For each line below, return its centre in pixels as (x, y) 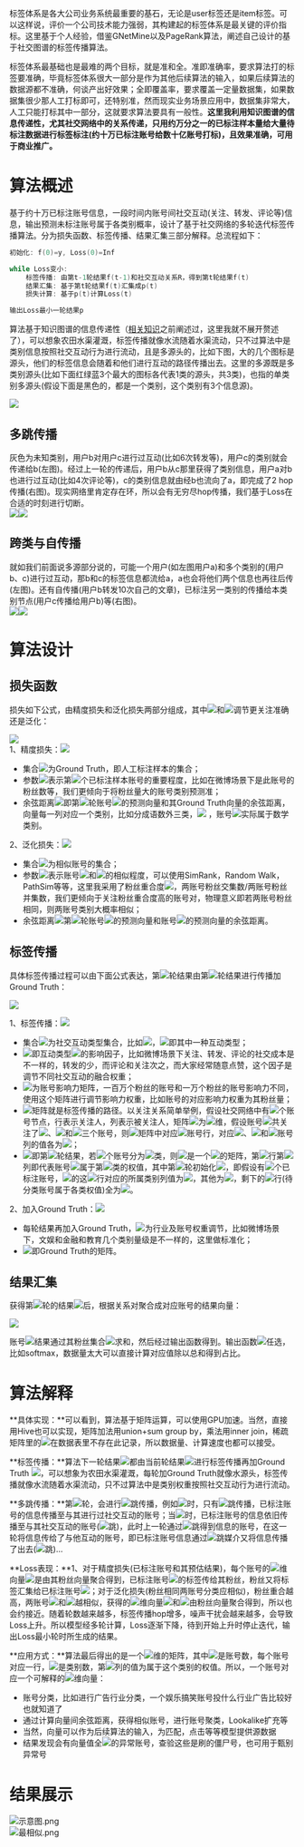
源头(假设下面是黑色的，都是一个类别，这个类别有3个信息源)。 (141, 386)
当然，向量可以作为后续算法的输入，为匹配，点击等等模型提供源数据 (149, 1732)
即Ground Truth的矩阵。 (76, 1250)
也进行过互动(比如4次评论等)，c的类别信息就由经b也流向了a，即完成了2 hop (152, 480)
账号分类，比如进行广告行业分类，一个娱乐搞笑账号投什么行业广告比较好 (157, 1697)
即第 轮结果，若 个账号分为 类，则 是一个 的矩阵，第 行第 (158, 1155)
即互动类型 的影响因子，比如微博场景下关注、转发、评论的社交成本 (159, 1054)
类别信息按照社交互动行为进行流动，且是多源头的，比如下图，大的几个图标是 (152, 352)
